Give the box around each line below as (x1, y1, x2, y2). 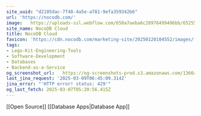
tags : (6, 42, 20, 48)
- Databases (6, 59, 36, 65)
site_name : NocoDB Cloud (6, 25, 68, 32)
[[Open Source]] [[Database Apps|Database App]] (6, 103, 130, 110)
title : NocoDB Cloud (6, 31, 58, 37)
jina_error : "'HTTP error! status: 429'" (6, 81, 111, 87)
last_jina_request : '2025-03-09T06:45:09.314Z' (6, 75, 127, 81)
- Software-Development (6, 53, 66, 59)
